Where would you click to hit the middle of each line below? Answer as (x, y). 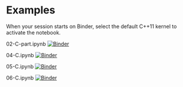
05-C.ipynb (20, 66)
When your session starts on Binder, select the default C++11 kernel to (91, 26)
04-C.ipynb (20, 55)
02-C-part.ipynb (26, 44)
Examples (31, 10)
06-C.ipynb (20, 78)
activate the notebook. (33, 32)
